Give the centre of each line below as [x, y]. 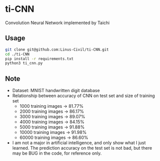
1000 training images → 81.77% [51, 106]
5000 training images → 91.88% [52, 127]
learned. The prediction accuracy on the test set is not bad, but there [82, 148]
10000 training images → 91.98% [53, 132]
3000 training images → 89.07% [52, 117]
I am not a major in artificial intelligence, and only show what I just [79, 143]
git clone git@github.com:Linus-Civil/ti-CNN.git [57, 49]
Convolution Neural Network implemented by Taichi [57, 23]
